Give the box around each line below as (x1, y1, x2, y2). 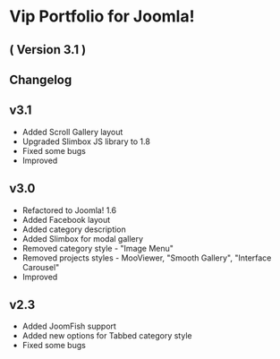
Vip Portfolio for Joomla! (9, 6, 195, 27)
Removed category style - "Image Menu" (21, 243, 174, 253)
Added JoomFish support (21, 321, 116, 332)
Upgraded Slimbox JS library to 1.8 (21, 136, 150, 147)
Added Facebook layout (21, 214, 111, 225)
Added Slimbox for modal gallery (21, 233, 144, 244)
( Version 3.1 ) (9, 42, 87, 57)
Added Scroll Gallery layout (21, 126, 123, 137)
